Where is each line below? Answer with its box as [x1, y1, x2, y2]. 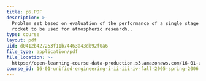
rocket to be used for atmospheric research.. [12, 26, 133, 32]
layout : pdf [6, 37, 37, 43]
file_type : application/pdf [6, 49, 78, 55]
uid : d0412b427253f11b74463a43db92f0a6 [6, 43, 109, 49]
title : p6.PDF [6, 9, 43, 15]
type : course [6, 32, 40, 38]
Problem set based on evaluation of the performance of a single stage [12, 20, 199, 26]
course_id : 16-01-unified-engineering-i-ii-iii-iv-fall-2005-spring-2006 [6, 65, 199, 72]
